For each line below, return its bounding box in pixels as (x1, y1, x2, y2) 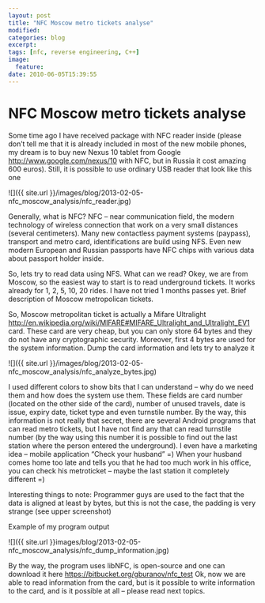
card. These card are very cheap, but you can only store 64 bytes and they (8, 326, 253, 336)
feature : (15, 63, 44, 71)
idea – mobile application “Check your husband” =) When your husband (8, 449, 243, 458)
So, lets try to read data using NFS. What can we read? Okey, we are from (8, 269, 248, 278)
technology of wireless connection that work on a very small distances (8, 220, 239, 229)
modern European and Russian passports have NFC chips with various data (8, 245, 255, 254)
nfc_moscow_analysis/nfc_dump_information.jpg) (8, 545, 170, 555)
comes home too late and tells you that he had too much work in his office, (8, 458, 252, 467)
